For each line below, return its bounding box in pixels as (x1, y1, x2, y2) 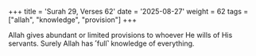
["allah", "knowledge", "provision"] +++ (8, 15, 138, 24)
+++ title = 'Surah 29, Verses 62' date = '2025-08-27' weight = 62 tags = (8, 7, 249, 16)
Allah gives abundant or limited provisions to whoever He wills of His (8, 31, 233, 39)
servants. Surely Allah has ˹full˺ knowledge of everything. (8, 39, 195, 48)
